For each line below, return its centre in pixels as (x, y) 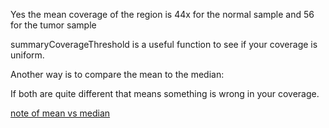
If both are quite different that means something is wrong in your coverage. (165, 93)
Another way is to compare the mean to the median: (117, 74)
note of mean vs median (60, 113)
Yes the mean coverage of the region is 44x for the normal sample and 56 (162, 14)
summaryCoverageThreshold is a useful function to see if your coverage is (164, 44)
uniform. (27, 55)
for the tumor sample (53, 25)
